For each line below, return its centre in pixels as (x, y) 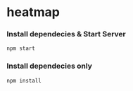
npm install (24, 80)
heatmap (33, 12)
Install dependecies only (50, 66)
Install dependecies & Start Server (66, 34)
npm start (21, 49)
